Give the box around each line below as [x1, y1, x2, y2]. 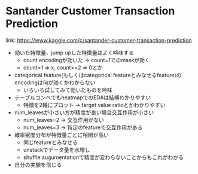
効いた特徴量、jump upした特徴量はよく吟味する [14, 49, 135, 56]
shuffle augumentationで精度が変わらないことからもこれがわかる [23, 154, 184, 161]
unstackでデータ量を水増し [23, 146, 90, 153]
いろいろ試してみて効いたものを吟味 [23, 86, 113, 93]
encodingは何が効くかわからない [14, 79, 96, 86]
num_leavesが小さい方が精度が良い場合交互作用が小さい [14, 109, 154, 116]
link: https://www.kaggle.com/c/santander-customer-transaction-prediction [5, 36, 192, 44]
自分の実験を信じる [14, 161, 62, 168]
